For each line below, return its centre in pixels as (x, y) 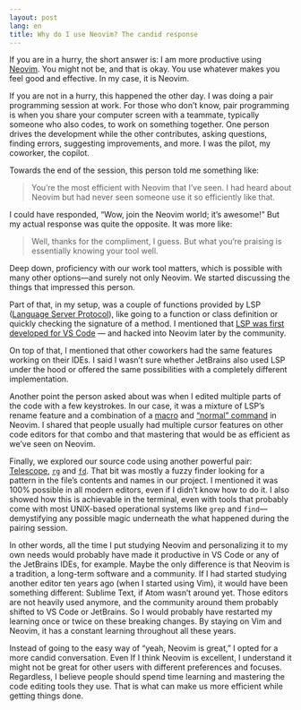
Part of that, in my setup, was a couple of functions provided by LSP (135, 304)
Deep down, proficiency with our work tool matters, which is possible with (146, 269)
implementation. (39, 379)
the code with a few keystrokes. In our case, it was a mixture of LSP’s (137, 406)
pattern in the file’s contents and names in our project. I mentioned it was (144, 481)
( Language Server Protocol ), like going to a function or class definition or (144, 314)
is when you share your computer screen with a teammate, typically (134, 115)
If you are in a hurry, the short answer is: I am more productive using (136, 60)
